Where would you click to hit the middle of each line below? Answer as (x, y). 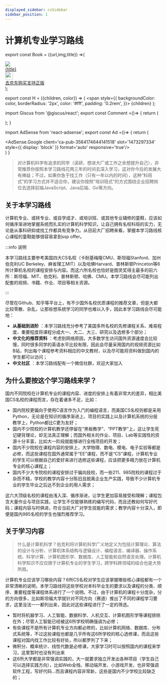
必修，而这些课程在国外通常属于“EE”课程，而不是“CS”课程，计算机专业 (85, 454)
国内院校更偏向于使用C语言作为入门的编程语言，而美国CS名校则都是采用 (87, 410)
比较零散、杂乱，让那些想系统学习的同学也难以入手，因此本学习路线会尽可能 (83, 309)
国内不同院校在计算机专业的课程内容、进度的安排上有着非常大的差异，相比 (81, 393)
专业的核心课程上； (32, 466)
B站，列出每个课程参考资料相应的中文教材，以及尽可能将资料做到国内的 (85, 351)
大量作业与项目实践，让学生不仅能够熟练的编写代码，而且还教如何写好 (81, 502)
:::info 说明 (16, 247)
